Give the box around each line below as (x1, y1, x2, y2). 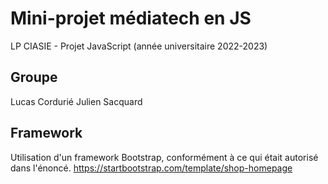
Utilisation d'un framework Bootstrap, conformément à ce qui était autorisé (10, 151, 319, 163)
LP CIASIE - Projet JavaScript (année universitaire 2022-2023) (10, 40, 268, 52)
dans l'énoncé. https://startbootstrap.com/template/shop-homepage (10, 162, 293, 174)
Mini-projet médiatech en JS (10, 7, 252, 30)
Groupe (10, 69, 58, 86)
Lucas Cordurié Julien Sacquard (10, 95, 143, 107)
